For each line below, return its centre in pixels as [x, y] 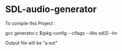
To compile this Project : [30, 23]
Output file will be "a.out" [32, 43]
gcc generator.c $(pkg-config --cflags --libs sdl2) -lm [61, 33]
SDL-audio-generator [51, 9]
